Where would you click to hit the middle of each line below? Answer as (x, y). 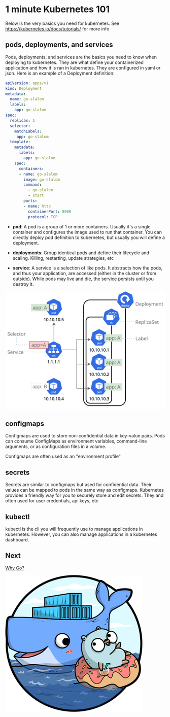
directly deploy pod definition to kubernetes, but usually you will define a (89, 237)
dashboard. (17, 540)
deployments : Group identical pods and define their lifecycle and (81, 253)
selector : (20, 126)
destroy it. (23, 284)
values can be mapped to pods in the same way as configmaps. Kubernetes (84, 490)
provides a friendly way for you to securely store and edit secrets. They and (84, 495)
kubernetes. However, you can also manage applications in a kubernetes (81, 534)
